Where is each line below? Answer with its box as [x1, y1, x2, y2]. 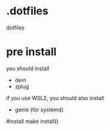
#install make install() [6, 117, 59, 125]
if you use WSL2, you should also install [6, 94, 105, 101]
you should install [6, 65, 50, 72]
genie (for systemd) [14, 106, 64, 113]
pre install [6, 45, 57, 59]
